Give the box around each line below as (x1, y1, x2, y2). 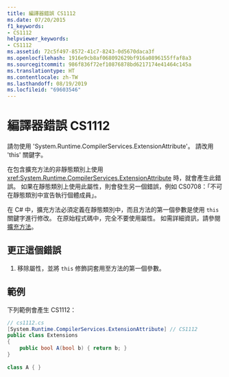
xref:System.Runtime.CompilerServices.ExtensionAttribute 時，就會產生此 (7, 174, 216, 182)
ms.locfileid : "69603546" (7, 86, 81, 93)
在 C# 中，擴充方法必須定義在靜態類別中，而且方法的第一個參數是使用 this (7, 206, 219, 214)
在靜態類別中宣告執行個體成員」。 (7, 191, 101, 199)
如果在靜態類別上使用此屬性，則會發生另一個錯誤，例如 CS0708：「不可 (20, 182, 223, 191)
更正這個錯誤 (7, 245, 62, 256)
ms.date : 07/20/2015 (7, 16, 67, 23)
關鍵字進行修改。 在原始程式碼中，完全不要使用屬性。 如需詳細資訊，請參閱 (7, 214, 221, 223)
